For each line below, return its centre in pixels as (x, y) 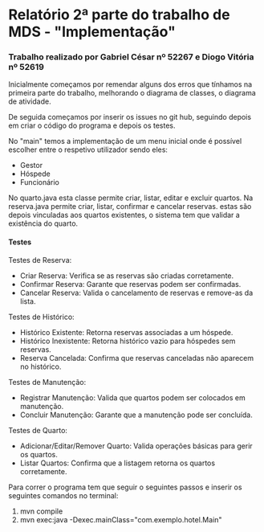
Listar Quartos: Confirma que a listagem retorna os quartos (117, 463)
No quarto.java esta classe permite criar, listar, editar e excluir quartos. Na (131, 198)
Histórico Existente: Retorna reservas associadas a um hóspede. (126, 332)
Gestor (31, 166)
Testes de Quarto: (38, 430)
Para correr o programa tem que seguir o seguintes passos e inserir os (125, 487)
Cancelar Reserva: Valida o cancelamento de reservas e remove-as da (136, 293)
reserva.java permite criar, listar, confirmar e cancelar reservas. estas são (130, 207)
